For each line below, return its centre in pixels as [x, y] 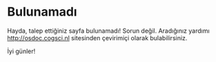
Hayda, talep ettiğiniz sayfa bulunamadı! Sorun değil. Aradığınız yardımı [108, 31]
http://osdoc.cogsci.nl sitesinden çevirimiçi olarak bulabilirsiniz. [97, 37]
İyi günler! [21, 51]
